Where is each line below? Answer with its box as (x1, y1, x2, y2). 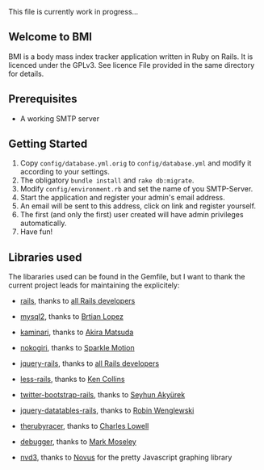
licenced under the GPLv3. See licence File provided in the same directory (8, 60, 255, 69)
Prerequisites (8, 92, 78, 106)
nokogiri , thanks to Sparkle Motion (19, 343, 135, 353)
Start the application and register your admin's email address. (19, 193, 226, 203)
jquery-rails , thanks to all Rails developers (19, 359, 160, 368)
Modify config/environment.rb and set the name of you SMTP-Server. (19, 184, 254, 194)
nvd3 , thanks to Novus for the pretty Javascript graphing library (19, 452, 233, 463)
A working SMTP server (19, 113, 99, 124)
